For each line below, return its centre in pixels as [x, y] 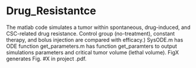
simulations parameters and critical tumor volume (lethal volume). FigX [93, 52]
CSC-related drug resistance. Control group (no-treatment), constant [91, 33]
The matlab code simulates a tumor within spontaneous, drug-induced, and [98, 27]
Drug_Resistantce [51, 11]
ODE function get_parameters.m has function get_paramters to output [91, 46]
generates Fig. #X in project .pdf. [47, 59]
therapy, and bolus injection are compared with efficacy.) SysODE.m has [95, 40]
